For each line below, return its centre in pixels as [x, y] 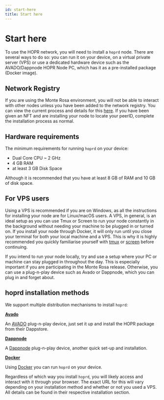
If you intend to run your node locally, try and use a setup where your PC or [81, 257]
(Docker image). [21, 73]
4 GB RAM [23, 163]
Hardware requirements [42, 136]
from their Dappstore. [27, 329]
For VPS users [27, 199]
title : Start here [24, 14]
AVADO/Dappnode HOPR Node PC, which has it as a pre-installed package [81, 68]
